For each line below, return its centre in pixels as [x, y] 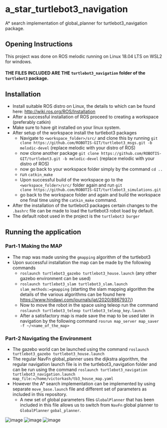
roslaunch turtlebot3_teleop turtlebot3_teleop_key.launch [83, 311]
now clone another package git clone [59, 153]
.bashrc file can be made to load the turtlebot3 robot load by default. [83, 211]
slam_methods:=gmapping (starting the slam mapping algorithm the [87, 289]
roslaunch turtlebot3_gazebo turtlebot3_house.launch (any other [88, 273]
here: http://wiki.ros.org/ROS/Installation [54, 112]
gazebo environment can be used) [55, 278]
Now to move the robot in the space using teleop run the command [89, 305]
